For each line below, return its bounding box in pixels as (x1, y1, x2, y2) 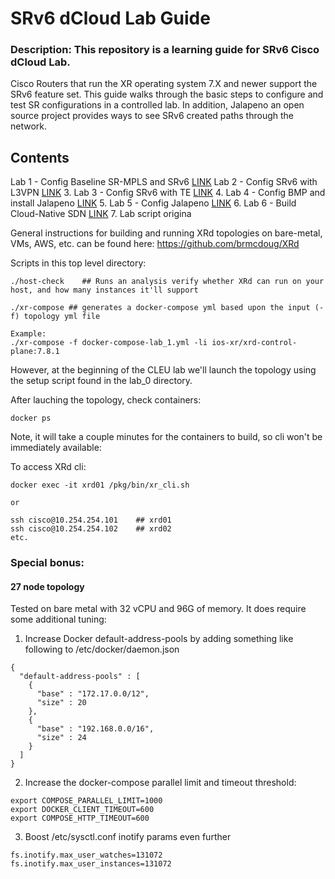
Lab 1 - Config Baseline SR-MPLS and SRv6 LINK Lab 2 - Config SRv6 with (10, 176, 318, 188)
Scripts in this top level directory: (10, 257, 147, 269)
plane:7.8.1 (10, 347, 60, 357)
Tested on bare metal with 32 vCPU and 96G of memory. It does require (10, 603, 307, 615)
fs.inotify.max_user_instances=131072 (10, 859, 172, 869)
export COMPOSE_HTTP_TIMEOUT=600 (10, 813, 150, 824)
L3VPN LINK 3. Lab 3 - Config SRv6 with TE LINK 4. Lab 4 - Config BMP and (10, 187, 326, 199)
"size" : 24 (36, 733, 87, 743)
